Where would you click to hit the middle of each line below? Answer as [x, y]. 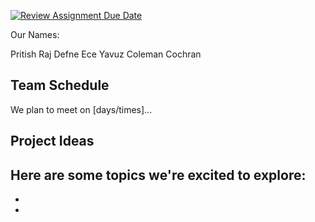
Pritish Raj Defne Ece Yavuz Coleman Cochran [106, 54]
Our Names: [35, 34]
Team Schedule [60, 85]
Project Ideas [52, 141]
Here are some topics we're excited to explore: [158, 175]
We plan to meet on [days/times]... [81, 109]
